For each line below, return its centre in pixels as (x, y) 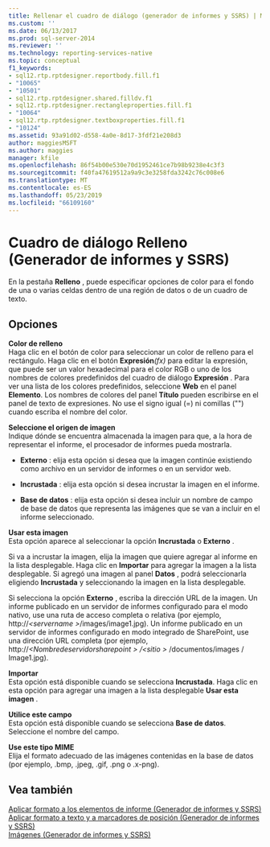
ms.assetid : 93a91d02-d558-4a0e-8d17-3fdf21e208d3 (95, 135)
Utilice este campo (40, 715)
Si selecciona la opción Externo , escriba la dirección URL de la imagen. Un (133, 598)
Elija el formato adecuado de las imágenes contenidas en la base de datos (131, 756)
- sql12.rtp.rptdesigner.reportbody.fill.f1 (84, 76)
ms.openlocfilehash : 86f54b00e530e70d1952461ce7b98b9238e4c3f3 (117, 166)
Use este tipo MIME (41, 747)
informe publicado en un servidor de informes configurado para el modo (128, 606)
